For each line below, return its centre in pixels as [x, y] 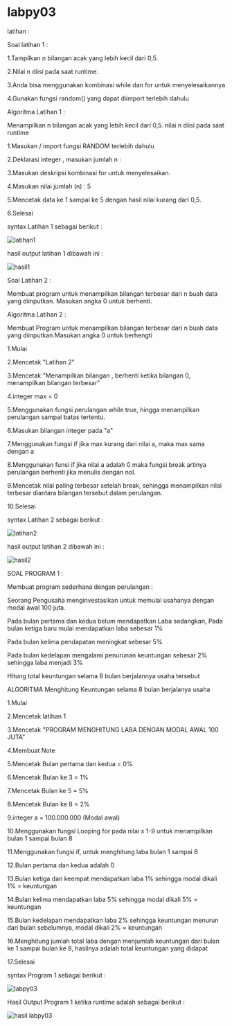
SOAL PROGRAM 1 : [35, 573]
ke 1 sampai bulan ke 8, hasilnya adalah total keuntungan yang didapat [107, 948]
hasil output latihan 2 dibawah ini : [56, 546]
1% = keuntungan [32, 886]
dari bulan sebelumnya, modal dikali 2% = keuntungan [85, 927]
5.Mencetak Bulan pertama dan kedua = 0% [70, 763]
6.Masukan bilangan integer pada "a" [60, 430]
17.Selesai [21, 962]
